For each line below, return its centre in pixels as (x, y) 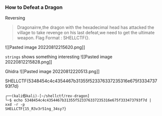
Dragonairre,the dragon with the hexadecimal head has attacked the (86, 27)
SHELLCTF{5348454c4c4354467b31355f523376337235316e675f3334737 (81, 81)
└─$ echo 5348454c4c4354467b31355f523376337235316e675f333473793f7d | (78, 100)
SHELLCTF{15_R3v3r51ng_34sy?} (36, 109)
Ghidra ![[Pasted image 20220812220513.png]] (52, 71)
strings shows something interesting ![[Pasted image (59, 57)
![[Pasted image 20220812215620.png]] (45, 47)
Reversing (15, 18)
